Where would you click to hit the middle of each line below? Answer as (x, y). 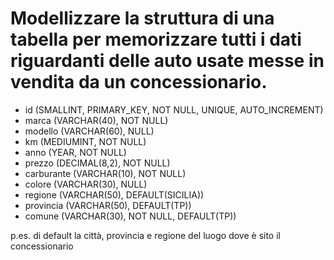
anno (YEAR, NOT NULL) (75, 152)
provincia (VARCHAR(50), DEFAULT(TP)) (108, 205)
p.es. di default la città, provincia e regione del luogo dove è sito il (145, 235)
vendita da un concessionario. (139, 82)
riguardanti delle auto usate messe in (167, 61)
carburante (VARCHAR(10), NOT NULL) (105, 173)
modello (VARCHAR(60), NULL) (89, 131)
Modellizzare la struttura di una (142, 18)
